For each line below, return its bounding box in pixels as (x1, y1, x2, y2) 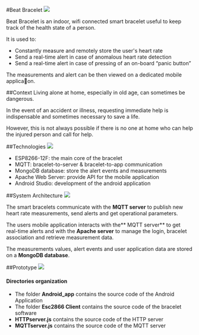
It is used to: (6, 36, 37, 43)
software (14, 310, 37, 317)
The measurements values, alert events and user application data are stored (6, 245, 193, 252)
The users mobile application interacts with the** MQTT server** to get (6, 221, 181, 228)
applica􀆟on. (6, 78, 36, 84)
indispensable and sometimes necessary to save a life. (6, 113, 140, 120)
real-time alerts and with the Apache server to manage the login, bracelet (6, 228, 187, 234)
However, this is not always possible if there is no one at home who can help (6, 125, 193, 132)
